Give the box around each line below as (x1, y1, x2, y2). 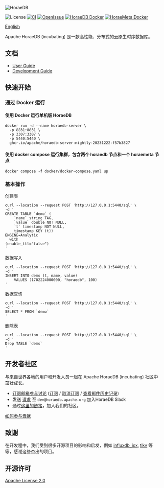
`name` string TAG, (14, 215, 54, 220)
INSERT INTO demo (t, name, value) (5, 273, 78, 278)
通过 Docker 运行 (5, 99, 46, 106)
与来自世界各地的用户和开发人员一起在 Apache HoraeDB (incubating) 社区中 (5, 373, 158, 379)
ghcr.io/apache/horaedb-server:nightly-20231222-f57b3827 (9, 140, 131, 145)
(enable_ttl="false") (5, 241, 49, 246)
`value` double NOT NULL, (14, 220, 67, 225)
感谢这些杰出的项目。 (13, 448, 57, 455)
